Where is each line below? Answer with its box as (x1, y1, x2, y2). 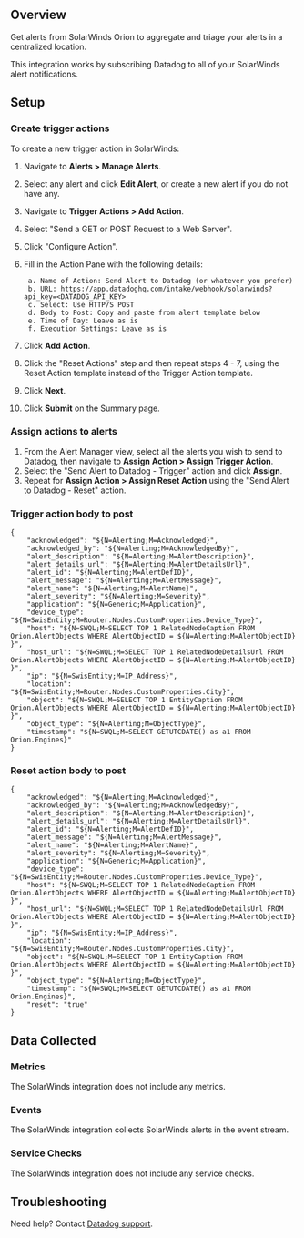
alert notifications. (10, 68, 78, 79)
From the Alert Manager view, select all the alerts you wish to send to (23, 445, 283, 456)
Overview (10, 7, 67, 23)
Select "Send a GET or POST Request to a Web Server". (23, 223, 233, 234)
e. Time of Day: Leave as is (27, 316, 139, 325)
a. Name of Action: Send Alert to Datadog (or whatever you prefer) (27, 276, 294, 285)
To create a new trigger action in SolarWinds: (10, 143, 180, 154)
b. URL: (27, 284, 57, 293)
